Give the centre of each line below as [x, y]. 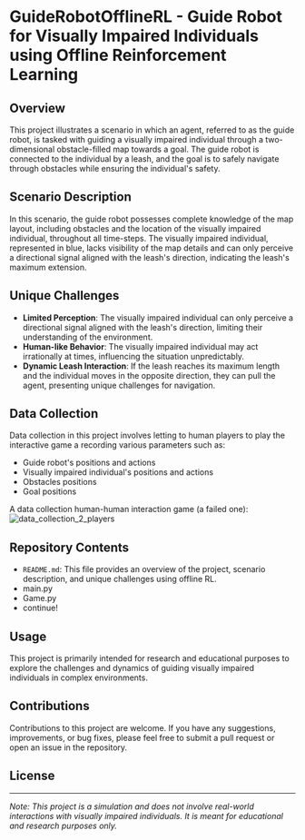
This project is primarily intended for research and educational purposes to [150, 658]
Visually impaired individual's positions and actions [118, 472]
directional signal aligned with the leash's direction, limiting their [143, 327]
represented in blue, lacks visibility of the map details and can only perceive [151, 248]
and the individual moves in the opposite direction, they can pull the [149, 375]
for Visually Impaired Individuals [134, 36]
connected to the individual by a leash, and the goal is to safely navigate [144, 159]
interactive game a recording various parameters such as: [118, 445]
